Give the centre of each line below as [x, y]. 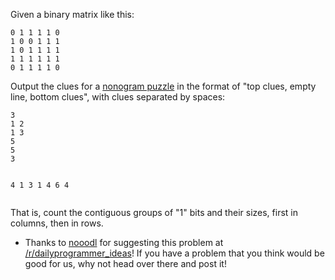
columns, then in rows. [57, 223]
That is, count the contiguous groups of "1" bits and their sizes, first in [154, 212]
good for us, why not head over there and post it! [125, 263]
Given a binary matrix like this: [72, 14]
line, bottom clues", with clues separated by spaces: [118, 97]
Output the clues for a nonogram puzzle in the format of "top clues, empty [163, 86]
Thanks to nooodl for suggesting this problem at [124, 242]
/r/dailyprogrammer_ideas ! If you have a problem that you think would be [174, 253]
